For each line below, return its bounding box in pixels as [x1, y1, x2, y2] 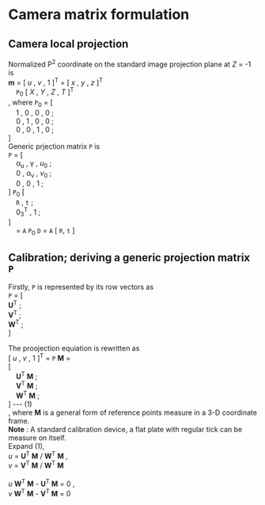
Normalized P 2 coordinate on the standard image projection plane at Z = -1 [8, 58, 252, 69]
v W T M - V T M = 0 [8, 487, 71, 498]
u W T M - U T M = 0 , [8, 477, 75, 488]
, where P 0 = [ [8, 97, 53, 108]
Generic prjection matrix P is [8, 141, 100, 151]
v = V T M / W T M [8, 459, 64, 470]
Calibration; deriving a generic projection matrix [8, 251, 251, 264]
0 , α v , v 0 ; [15, 169, 52, 180]
